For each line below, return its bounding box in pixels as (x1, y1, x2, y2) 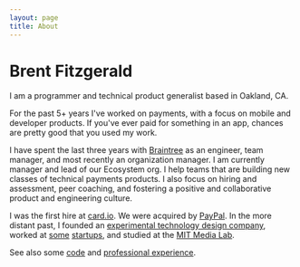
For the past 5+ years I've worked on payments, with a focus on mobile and (9, 108, 292, 119)
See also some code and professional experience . (9, 247, 197, 258)
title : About (9, 22, 59, 31)
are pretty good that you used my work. (9, 128, 158, 138)
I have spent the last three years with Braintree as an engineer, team (9, 145, 264, 156)
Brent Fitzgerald (9, 61, 133, 81)
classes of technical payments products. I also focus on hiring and (9, 174, 257, 185)
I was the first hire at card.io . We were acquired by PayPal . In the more (9, 210, 272, 222)
